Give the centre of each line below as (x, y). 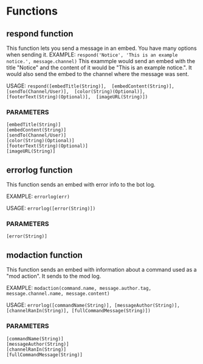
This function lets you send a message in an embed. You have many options (101, 48)
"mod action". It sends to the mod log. (54, 276)
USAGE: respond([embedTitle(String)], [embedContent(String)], (90, 86)
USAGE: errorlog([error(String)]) (51, 208)
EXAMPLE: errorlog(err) (38, 196)
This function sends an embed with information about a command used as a (101, 270)
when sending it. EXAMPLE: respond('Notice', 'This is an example (92, 55)
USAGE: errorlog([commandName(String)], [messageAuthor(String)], (93, 305)
